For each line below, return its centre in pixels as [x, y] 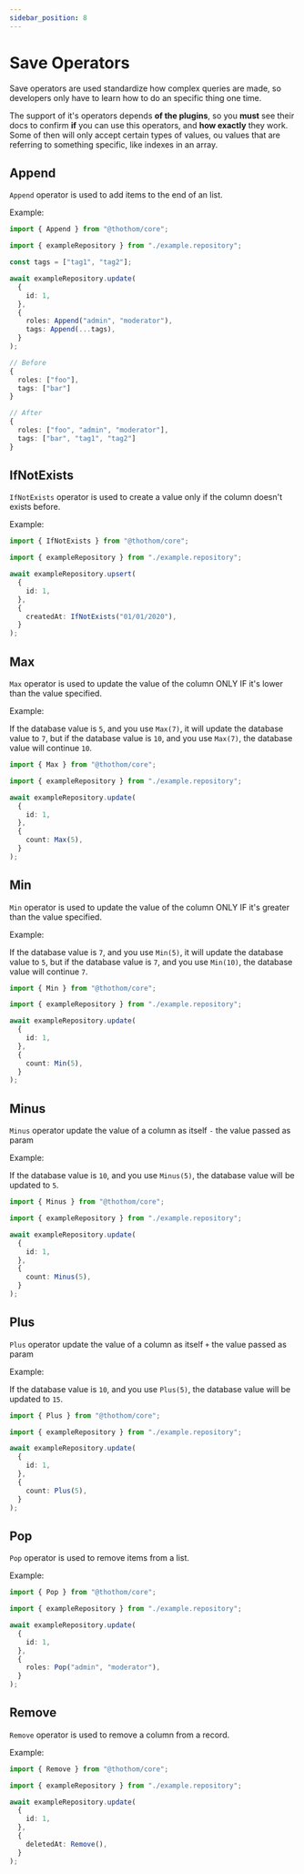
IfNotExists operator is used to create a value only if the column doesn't [146, 497]
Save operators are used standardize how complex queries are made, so [146, 88]
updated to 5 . [34, 1186]
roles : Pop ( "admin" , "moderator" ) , [93, 1667]
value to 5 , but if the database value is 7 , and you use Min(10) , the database [151, 962]
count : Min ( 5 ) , [55, 1063]
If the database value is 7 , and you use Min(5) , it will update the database [147, 952]
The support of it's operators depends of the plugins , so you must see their [152, 116]
